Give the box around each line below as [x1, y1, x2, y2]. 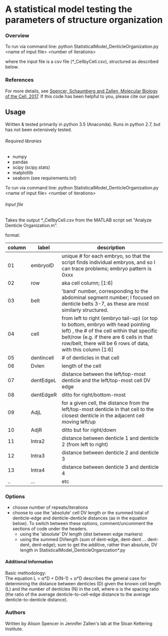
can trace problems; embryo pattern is [61, 265, 151, 272]
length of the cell [61, 363, 101, 369]
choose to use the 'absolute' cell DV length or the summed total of [12, 510, 149, 516]
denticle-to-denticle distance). [5, 596, 68, 602]
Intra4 [30, 467, 45, 473]
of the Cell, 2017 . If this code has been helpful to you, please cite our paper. [5, 93, 161, 99]
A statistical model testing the [5, 4, 132, 15]
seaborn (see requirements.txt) [12, 175, 77, 181]
